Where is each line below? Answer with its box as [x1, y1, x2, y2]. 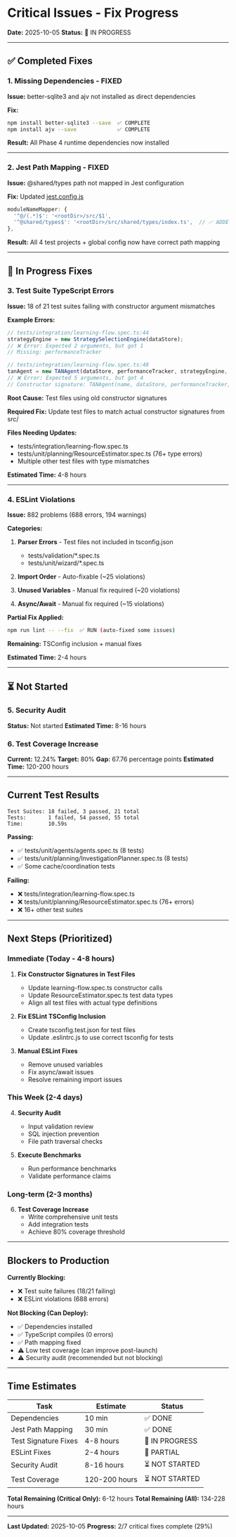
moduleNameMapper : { [7, 206, 68, 213]
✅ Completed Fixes [7, 55, 93, 67]
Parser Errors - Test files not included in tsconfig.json [17, 538, 173, 546]
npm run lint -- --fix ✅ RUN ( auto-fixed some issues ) [7, 627, 176, 634]
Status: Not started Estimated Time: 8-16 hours [7, 721, 147, 730]
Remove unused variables [27, 1060, 103, 1069]
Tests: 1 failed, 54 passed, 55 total [7, 814, 140, 821]
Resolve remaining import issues [27, 1075, 123, 1083]
